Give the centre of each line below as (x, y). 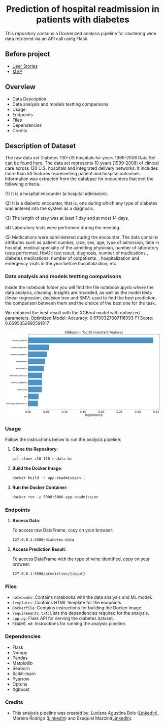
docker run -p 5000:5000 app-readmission (55, 497)
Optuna (20, 684)
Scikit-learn (24, 674)
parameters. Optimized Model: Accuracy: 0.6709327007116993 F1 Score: (79, 318)
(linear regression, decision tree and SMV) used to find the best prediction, (81, 297)
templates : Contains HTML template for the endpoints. (67, 603)
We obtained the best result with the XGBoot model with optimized (73, 312)
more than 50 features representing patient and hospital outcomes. (73, 174)
